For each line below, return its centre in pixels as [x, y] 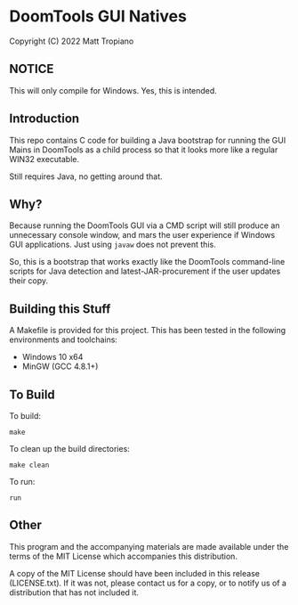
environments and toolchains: [64, 339]
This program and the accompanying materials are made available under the [149, 546]
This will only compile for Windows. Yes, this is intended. [113, 90]
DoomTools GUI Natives [98, 16]
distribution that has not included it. [74, 592]
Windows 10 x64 [52, 357]
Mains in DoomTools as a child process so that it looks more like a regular [144, 150]
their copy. [29, 281]
